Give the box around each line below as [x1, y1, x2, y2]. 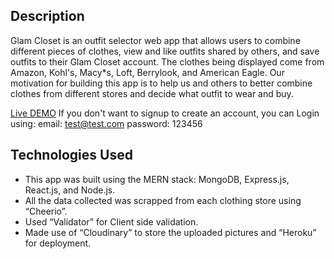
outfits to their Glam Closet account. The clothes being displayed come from [10, 55, 325, 68]
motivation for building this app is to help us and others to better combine [10, 77, 313, 89]
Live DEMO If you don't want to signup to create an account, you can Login [10, 107, 320, 119]
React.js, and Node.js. [24, 184, 116, 196]
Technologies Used [10, 147, 133, 164]
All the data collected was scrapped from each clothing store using [24, 194, 302, 206]
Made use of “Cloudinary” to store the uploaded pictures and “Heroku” [24, 226, 317, 238]
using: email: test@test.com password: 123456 [10, 117, 203, 129]
